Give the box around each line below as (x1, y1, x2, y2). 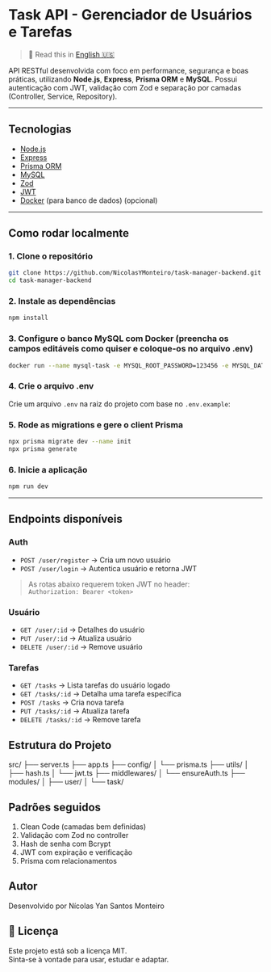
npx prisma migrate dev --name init (8, 438, 131, 446)
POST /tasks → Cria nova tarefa (19, 697, 125, 708)
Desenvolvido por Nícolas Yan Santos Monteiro (8, 901, 165, 911)
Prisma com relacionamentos (19, 856, 117, 865)
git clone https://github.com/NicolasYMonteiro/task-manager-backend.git (8, 269, 262, 277)
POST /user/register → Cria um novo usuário (19, 555, 171, 565)
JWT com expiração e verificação (19, 847, 133, 857)
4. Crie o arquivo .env (8, 381, 94, 392)
